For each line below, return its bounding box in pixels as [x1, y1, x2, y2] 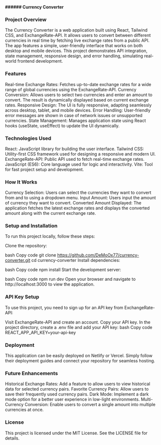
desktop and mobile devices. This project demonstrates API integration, [5, 48, 147, 54]
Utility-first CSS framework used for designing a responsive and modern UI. [5, 151, 156, 157]
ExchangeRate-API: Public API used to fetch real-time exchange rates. [5, 156, 145, 162]
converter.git [5, 257, 30, 263]
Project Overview [5, 16, 47, 23]
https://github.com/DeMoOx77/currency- [57, 252, 139, 258]
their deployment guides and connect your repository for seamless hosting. [5, 358, 156, 364]
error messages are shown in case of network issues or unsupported [5, 112, 143, 118]
